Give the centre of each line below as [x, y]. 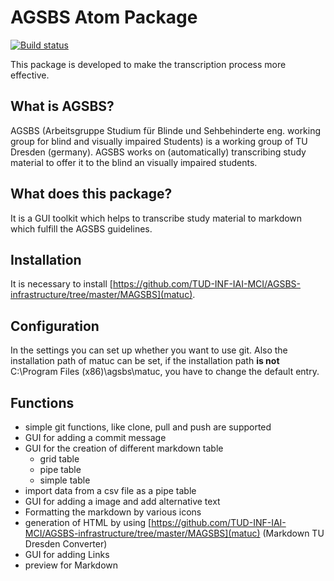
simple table [65, 480]
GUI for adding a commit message [95, 437]
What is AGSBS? [62, 106]
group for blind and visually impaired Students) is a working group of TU [159, 141]
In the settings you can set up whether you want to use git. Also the [149, 350]
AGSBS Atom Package [104, 17]
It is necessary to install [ [61, 284]
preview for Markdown [71, 565]
